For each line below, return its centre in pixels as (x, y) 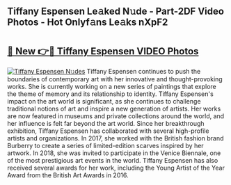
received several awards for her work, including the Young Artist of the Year (116, 168)
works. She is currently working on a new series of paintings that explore (112, 87)
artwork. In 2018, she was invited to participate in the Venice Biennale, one (114, 153)
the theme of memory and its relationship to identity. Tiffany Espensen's (110, 94)
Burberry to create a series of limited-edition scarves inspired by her (105, 146)
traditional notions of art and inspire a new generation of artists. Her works (114, 108)
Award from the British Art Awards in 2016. (68, 175)
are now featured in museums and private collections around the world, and (116, 116)
